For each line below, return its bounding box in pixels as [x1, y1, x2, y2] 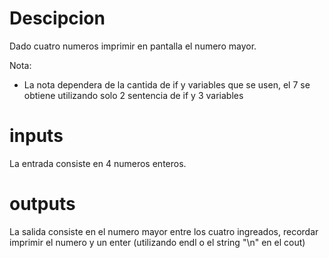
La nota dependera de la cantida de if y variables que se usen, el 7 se [23, 78, 311, 91]
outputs [9, 193, 76, 216]
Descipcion [9, 7, 106, 30]
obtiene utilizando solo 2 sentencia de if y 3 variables [23, 89, 244, 101]
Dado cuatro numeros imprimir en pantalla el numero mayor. [9, 40, 257, 52]
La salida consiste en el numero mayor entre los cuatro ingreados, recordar [9, 225, 319, 237]
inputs [9, 125, 64, 147]
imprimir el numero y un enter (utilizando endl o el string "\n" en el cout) [9, 236, 306, 248]
